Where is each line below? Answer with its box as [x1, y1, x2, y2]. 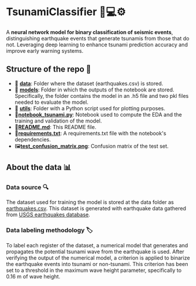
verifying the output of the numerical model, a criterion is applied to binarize [6, 254, 190, 261]
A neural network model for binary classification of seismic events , [6, 28, 173, 36]
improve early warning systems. [6, 47, 84, 54]
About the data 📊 [6, 162, 72, 172]
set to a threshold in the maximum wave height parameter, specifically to [6, 267, 182, 274]
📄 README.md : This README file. [14, 123, 97, 130]
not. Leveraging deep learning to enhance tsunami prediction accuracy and [6, 41, 188, 48]
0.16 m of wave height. [6, 273, 60, 280]
